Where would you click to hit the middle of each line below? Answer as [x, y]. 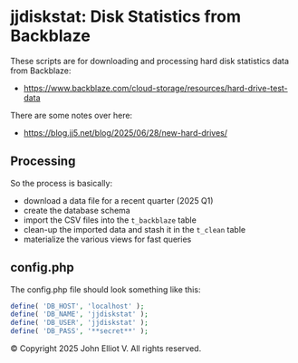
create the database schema [77, 210]
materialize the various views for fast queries [107, 239]
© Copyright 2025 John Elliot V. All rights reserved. [106, 349]
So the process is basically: [61, 183]
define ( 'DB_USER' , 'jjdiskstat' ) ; [79, 323]
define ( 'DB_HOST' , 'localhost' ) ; [77, 306]
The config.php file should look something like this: [106, 289]
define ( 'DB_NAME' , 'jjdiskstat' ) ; [79, 314]
